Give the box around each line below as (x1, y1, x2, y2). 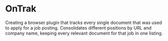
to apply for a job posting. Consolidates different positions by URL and (5, 24, 152, 30)
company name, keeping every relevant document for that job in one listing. (5, 30, 163, 36)
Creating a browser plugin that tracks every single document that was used (5, 19, 162, 25)
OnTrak (5, 3, 36, 14)
